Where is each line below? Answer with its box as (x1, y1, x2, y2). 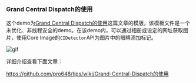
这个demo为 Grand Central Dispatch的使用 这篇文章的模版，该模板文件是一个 (6, 19, 190, 27)
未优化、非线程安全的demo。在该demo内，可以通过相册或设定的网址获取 (6, 27, 184, 34)
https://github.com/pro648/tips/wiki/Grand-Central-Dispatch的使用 (6, 70, 169, 77)
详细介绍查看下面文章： (6, 58, 63, 65)
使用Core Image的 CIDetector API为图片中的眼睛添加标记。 (16, 34, 157, 41)
